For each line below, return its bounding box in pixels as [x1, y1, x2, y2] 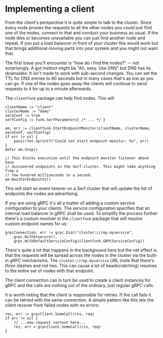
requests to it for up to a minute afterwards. [5, 86, 92, 91]
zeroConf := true [5, 113, 40, 118]
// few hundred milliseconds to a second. [5, 173, 92, 178]
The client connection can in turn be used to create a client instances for [5, 277, 151, 283]
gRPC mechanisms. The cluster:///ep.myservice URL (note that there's [9, 257, 154, 263]
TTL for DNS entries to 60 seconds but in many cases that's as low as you [5, 75, 154, 81]
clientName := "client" [5, 105, 54, 109]
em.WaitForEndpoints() [5, 177, 51, 182]
